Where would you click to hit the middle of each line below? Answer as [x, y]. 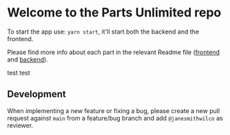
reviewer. [20, 125]
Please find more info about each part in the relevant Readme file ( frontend [114, 52]
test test [19, 73]
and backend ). [28, 59]
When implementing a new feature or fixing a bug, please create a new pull [114, 110]
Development [37, 94]
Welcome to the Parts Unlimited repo [114, 13]
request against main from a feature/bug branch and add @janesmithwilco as [115, 118]
